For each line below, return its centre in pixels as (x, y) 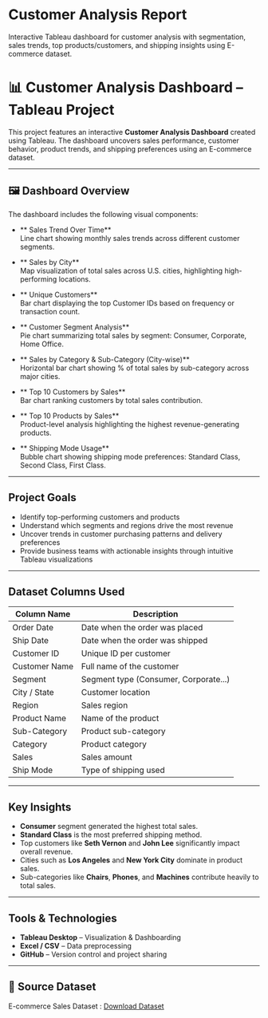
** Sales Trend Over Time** (65, 230)
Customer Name (43, 666)
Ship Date (31, 641)
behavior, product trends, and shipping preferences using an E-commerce (130, 148)
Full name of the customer (130, 666)
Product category (114, 744)
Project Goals (43, 497)
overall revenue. (46, 852)
